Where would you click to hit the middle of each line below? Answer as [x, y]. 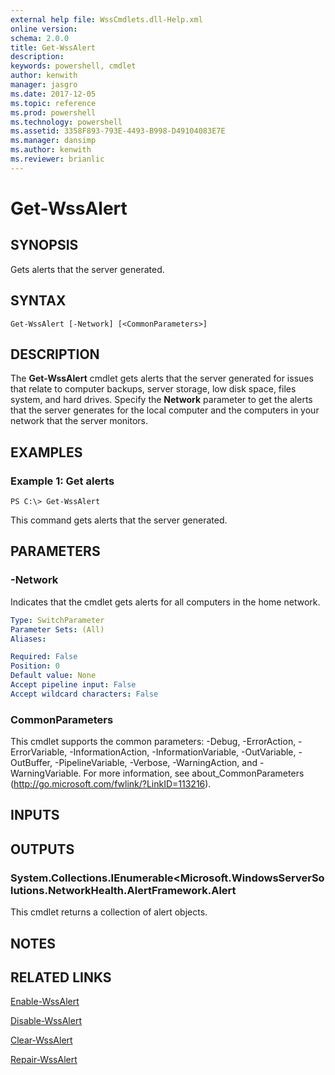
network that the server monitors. [79, 421]
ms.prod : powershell [53, 112]
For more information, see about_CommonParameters [194, 773]
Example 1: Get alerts [62, 481]
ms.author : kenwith [51, 150]
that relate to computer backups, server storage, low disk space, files [153, 389]
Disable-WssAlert [46, 1021]
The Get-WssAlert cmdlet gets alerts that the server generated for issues [162, 378]
